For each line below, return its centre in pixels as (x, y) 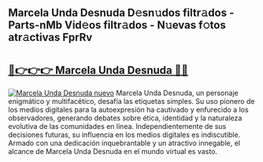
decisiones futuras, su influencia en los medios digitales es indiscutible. (124, 134)
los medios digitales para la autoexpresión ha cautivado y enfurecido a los (129, 110)
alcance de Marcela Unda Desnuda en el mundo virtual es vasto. (113, 151)
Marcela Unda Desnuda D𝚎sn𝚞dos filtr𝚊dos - (121, 13)
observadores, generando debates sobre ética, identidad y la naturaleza (125, 118)
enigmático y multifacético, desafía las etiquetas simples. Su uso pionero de (131, 101)
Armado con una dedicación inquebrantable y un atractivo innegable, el (124, 143)
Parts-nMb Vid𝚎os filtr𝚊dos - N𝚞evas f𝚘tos (117, 26)
